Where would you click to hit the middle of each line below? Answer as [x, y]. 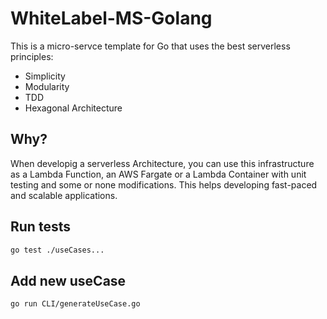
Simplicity [45, 76]
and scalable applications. [64, 195]
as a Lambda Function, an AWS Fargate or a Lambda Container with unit [158, 174]
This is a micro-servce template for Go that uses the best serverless [150, 46]
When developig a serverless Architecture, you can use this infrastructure [162, 163]
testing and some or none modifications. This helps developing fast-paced [164, 184]
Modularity [47, 86]
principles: [32, 56]
